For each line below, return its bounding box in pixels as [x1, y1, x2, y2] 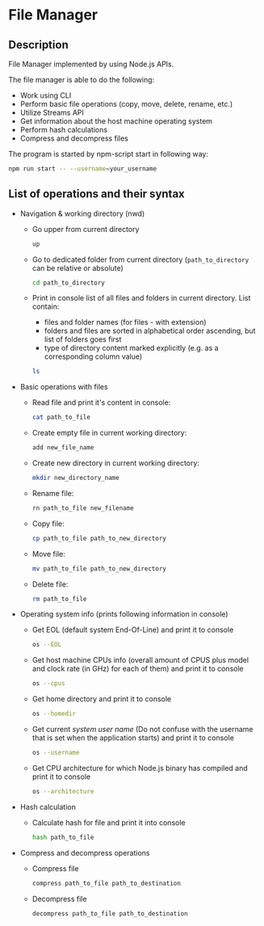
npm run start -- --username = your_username [8, 165, 157, 173]
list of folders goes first [44, 335, 122, 344]
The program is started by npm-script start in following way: [8, 149, 208, 158]
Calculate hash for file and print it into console [31, 818, 186, 827]
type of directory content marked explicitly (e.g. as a [44, 343, 220, 353]
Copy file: [31, 519, 65, 528]
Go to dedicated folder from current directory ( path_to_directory [31, 255, 249, 264]
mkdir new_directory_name [31, 474, 119, 482]
